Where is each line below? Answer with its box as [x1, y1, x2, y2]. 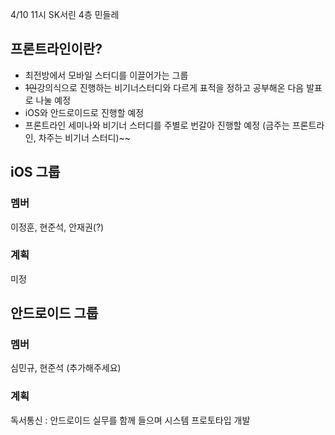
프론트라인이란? [10, 41, 103, 58]
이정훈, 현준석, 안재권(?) [10, 221, 105, 233]
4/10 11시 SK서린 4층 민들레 [10, 9, 120, 20]
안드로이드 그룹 [10, 305, 99, 322]
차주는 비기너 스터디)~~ [38, 131, 132, 143]
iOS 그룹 [10, 164, 61, 181]
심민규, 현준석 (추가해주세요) [10, 362, 122, 374]
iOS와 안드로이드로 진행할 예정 [24, 106, 145, 118]
